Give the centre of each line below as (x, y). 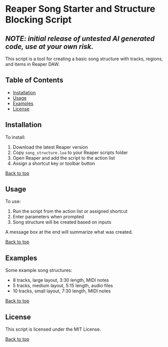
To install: (15, 137)
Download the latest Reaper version (50, 147)
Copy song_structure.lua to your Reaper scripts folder (70, 152)
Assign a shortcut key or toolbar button (54, 163)
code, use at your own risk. (49, 46)
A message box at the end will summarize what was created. (69, 232)
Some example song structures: (39, 270)
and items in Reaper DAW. (32, 64)
